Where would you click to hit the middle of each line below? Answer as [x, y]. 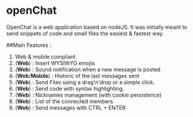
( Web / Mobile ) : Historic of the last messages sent [77, 76]
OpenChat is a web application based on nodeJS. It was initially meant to [97, 27]
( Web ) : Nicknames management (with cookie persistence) [88, 95]
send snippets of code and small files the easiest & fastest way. [85, 33]
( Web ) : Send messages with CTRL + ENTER [70, 107]
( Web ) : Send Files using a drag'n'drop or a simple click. [85, 82]
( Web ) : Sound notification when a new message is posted [88, 69]
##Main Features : [29, 45]
